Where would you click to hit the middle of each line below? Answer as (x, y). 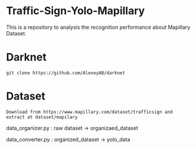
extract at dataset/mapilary (42, 117)
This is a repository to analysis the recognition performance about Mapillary (98, 27)
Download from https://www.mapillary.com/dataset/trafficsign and (89, 112)
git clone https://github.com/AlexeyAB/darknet (66, 73)
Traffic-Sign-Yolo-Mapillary (76, 11)
